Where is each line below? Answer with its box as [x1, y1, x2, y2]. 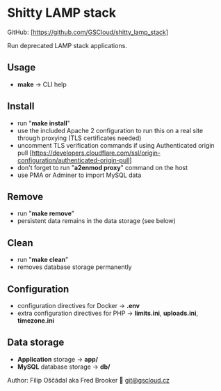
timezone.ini [17, 316, 54, 325]
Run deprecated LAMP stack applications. [7, 41, 127, 49]
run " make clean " [17, 256, 69, 264]
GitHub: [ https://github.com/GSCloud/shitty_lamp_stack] [7, 28, 169, 36]
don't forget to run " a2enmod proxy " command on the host [17, 163, 188, 171]
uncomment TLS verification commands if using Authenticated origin [17, 141, 215, 149]
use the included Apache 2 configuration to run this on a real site [17, 126, 204, 135]
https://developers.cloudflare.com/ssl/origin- [31, 148, 161, 157]
